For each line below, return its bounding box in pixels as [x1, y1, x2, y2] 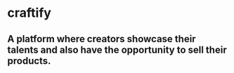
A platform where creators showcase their [7, 33, 196, 45]
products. [7, 55, 51, 67]
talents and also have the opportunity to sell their [7, 44, 227, 55]
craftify [7, 5, 51, 21]
